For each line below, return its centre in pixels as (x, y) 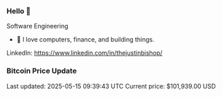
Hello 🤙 (19, 11)
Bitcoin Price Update (42, 71)
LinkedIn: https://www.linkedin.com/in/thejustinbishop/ (84, 53)
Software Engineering (37, 26)
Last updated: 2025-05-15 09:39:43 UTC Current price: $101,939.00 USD (111, 86)
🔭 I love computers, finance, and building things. (86, 39)
